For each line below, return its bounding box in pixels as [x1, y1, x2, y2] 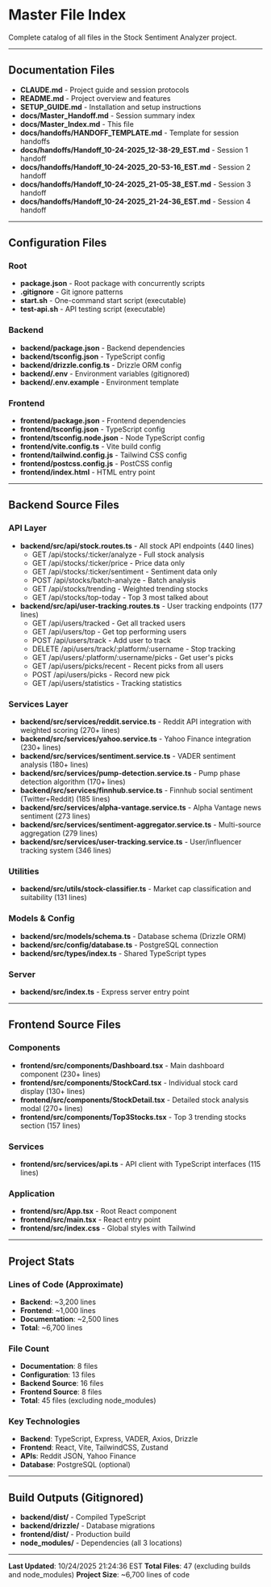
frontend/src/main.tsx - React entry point [19, 1214, 161, 1225]
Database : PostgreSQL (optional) [19, 1460, 131, 1470]
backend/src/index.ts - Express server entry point [19, 987, 190, 996]
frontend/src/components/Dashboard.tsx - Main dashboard [19, 1060, 224, 1070]
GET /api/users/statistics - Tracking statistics [31, 678, 182, 688]
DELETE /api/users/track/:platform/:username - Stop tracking [31, 644, 236, 654]
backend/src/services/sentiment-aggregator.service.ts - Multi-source [19, 820, 261, 830]
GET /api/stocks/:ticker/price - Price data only [31, 558, 186, 567]
